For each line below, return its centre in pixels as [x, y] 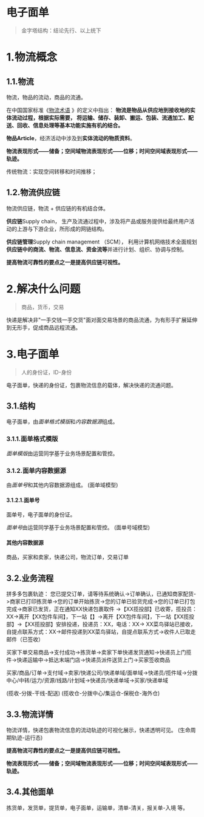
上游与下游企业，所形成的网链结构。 [62, 229]
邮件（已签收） [25, 639]
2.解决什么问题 [43, 289]
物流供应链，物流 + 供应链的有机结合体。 [58, 208]
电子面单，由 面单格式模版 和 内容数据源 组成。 [62, 422]
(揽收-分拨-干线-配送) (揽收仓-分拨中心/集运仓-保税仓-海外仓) [83, 693]
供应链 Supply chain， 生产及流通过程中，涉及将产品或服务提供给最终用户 [98, 221]
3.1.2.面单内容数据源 [36, 470]
